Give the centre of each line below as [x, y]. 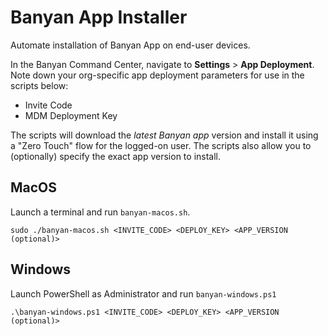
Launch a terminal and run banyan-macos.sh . [100, 212]
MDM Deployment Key [71, 115]
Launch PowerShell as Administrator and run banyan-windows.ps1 [143, 293]
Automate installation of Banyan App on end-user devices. [130, 45]
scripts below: [39, 85]
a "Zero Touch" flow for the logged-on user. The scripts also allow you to [161, 145]
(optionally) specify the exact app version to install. [116, 156]
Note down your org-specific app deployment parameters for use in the [157, 75]
